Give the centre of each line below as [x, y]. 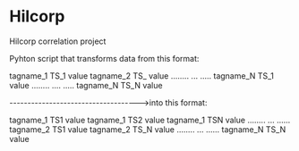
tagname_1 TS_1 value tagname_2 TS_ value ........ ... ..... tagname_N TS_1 [142, 75]
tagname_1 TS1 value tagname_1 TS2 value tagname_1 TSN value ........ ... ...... [150, 120]
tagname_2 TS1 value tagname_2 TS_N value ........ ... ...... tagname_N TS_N [148, 129]
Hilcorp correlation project [58, 41]
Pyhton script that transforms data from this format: [104, 58]
